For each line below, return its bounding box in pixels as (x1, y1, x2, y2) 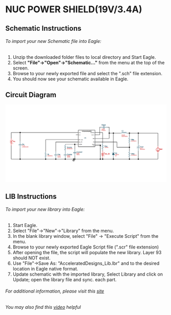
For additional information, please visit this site (5, 288, 104, 295)
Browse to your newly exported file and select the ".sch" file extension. (12, 70, 163, 76)
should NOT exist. (12, 255, 51, 261)
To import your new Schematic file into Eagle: (5, 38, 101, 44)
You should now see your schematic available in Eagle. (12, 76, 129, 82)
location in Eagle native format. (12, 265, 78, 272)
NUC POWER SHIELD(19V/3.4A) (5, 4, 142, 15)
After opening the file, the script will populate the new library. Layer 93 (12, 249, 162, 255)
